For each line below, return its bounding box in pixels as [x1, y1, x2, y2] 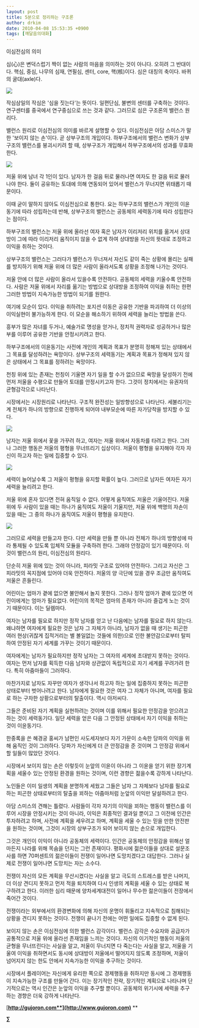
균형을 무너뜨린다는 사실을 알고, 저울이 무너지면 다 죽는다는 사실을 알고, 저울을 [6, 942, 187, 949]
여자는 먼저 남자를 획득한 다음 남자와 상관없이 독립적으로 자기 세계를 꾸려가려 [6, 660, 184, 667]
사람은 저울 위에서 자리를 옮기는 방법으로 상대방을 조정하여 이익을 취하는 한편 [14, 283, 192, 290]
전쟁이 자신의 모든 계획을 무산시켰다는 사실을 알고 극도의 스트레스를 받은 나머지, [6, 873, 190, 880]
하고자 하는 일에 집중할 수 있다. [17, 452, 89, 459]
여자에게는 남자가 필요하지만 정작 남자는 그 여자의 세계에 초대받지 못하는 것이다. [6, 652, 190, 660]
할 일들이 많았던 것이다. [6, 749, 61, 757]
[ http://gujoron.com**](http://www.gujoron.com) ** [6, 1004, 138, 1011]
